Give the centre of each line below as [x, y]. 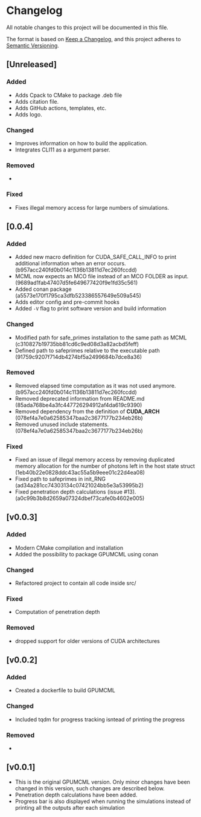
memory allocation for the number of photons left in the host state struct [105, 466]
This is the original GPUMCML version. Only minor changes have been [102, 782]
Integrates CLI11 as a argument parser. [62, 150]
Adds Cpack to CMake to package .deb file [69, 95]
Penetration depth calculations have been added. [76, 795]
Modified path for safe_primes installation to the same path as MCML [101, 338]
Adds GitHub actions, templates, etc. [61, 108]
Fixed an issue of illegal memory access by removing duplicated [95, 460]
